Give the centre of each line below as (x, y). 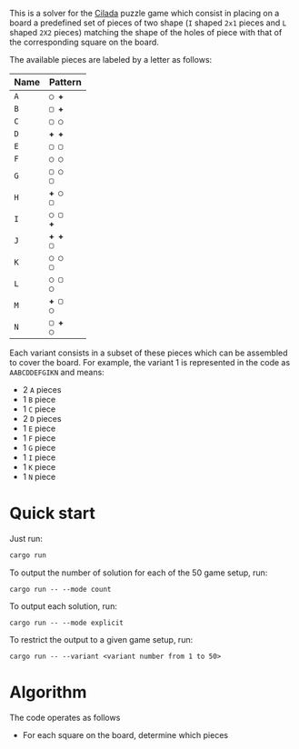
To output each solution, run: (64, 606)
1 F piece (39, 438)
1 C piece (39, 409)
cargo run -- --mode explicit (67, 623)
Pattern (65, 82)
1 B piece (39, 399)
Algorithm (48, 692)
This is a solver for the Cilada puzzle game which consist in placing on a (145, 13)
